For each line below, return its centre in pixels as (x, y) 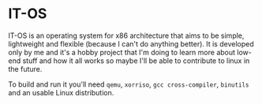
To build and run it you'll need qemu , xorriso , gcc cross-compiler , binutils (129, 84)
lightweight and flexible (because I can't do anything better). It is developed (131, 43)
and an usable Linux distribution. (61, 92)
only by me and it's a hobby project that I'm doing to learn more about (122, 52)
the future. (25, 69)
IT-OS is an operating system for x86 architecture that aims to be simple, (126, 35)
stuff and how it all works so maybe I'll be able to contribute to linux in (136, 61)
